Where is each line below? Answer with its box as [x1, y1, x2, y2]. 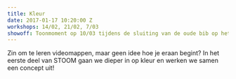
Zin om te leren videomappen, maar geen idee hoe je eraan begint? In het [7, 49, 220, 57]
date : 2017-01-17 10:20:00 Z [7, 17, 93, 24]
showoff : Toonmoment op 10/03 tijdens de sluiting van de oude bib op [7, 29, 218, 37]
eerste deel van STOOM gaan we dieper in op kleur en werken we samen [7, 57, 219, 65]
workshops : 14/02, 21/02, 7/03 [7, 23, 99, 30]
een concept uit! [7, 64, 55, 72]
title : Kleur [7, 10, 46, 17]
